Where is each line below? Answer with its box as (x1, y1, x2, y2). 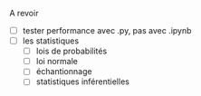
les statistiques (22, 35, 80, 46)
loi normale (35, 56, 79, 67)
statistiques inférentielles (35, 76, 129, 87)
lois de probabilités (35, 45, 108, 57)
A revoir (9, 8, 39, 18)
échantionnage (35, 66, 92, 77)
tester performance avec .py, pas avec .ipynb (22, 25, 192, 35)
